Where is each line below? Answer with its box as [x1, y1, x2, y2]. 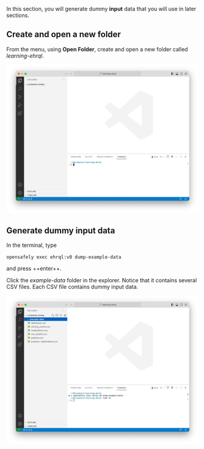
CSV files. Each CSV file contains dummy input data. [6, 283, 139, 290]
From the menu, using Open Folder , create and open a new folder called [6, 45, 188, 53]
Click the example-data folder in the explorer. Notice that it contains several [6, 276, 197, 283]
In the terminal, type [6, 241, 57, 249]
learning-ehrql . [6, 52, 44, 59]
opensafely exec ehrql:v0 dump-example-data [6, 254, 122, 260]
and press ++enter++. [6, 265, 62, 272]
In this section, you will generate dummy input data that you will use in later [6, 5, 197, 12]
